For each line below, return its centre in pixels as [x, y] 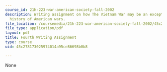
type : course [19, 42]
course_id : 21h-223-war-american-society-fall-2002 [60, 10]
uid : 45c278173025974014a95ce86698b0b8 [46, 47]
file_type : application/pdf [34, 28]
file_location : [21, 24]
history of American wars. [38, 19]
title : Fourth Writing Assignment [41, 38]
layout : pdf [17, 33]
